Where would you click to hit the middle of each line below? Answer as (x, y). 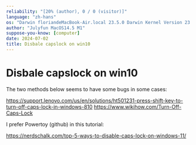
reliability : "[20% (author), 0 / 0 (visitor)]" (67, 11)
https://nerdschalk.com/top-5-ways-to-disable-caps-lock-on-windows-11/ (96, 136)
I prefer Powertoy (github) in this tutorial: (55, 124)
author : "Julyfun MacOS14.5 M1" (45, 28)
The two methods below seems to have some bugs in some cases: (87, 89)
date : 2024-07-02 (27, 39)
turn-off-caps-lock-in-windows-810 (49, 106)
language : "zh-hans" (31, 17)
